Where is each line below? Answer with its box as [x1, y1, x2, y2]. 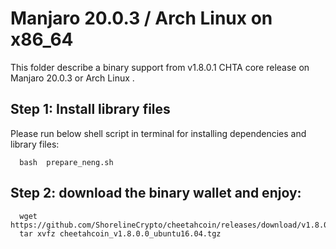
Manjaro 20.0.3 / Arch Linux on [10, 7, 273, 30]
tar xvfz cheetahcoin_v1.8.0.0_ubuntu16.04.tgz [19, 228, 222, 239]
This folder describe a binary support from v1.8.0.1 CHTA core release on [10, 61, 310, 73]
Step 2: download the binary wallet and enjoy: [10, 185, 302, 202]
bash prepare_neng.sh [19, 157, 114, 167]
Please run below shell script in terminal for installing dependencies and [10, 127, 307, 139]
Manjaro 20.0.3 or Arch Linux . [10, 72, 135, 84]
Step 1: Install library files [10, 101, 171, 118]
